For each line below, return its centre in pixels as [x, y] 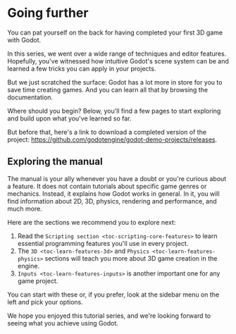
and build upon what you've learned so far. [69, 118]
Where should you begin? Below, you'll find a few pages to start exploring [114, 111]
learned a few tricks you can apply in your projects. [82, 68]
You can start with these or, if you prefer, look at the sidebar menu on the [113, 295]
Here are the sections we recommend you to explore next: [92, 222]
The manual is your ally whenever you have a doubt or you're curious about [117, 178]
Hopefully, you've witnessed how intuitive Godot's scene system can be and [118, 61]
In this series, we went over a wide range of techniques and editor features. [117, 54]
